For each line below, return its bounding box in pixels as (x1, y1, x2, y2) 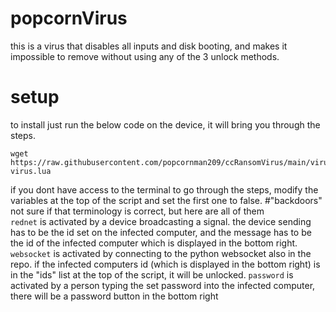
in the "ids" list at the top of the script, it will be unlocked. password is (10, 268, 294, 281)
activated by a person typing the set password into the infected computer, (10, 279, 316, 291)
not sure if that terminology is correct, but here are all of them (10, 205, 265, 217)
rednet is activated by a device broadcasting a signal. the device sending (10, 215, 312, 227)
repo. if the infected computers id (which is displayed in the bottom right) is (10, 258, 321, 270)
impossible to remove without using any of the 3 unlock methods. (10, 50, 280, 62)
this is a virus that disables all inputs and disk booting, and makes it (10, 40, 288, 52)
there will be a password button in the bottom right (10, 290, 219, 302)
